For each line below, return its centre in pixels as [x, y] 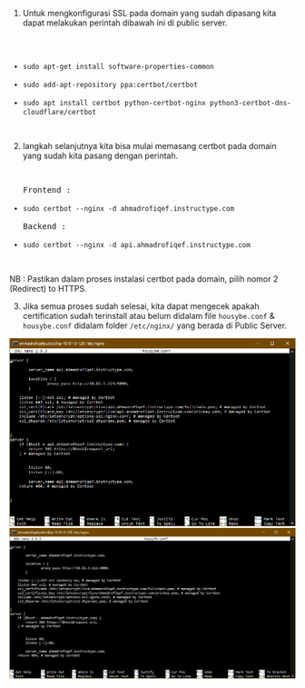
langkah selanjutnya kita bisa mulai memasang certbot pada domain [149, 146]
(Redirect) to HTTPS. [49, 289]
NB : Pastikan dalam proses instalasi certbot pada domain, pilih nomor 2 [144, 279]
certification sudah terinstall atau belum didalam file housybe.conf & [148, 316]
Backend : [44, 226]
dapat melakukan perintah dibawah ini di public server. [125, 23]
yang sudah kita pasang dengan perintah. [100, 155]
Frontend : [47, 190]
